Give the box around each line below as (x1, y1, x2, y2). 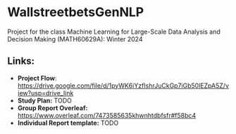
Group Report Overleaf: (17, 103, 88, 112)
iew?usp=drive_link (17, 88, 74, 97)
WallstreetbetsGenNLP (7, 4, 144, 20)
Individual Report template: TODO (17, 119, 119, 127)
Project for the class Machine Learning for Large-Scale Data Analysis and (7, 27, 221, 36)
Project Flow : (17, 74, 57, 82)
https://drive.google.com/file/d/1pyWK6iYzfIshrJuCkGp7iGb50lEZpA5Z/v (17, 81, 230, 90)
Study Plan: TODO (17, 96, 72, 105)
